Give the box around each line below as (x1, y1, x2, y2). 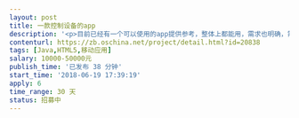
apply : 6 (9, 79, 42, 88)
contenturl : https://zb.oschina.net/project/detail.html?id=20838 (9, 37, 261, 47)
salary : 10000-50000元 (9, 54, 92, 63)
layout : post (9, 12, 58, 22)
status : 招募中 (9, 95, 61, 105)
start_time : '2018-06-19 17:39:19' (9, 71, 141, 80)
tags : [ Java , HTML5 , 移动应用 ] (9, 46, 112, 55)
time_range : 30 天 (9, 87, 77, 96)
